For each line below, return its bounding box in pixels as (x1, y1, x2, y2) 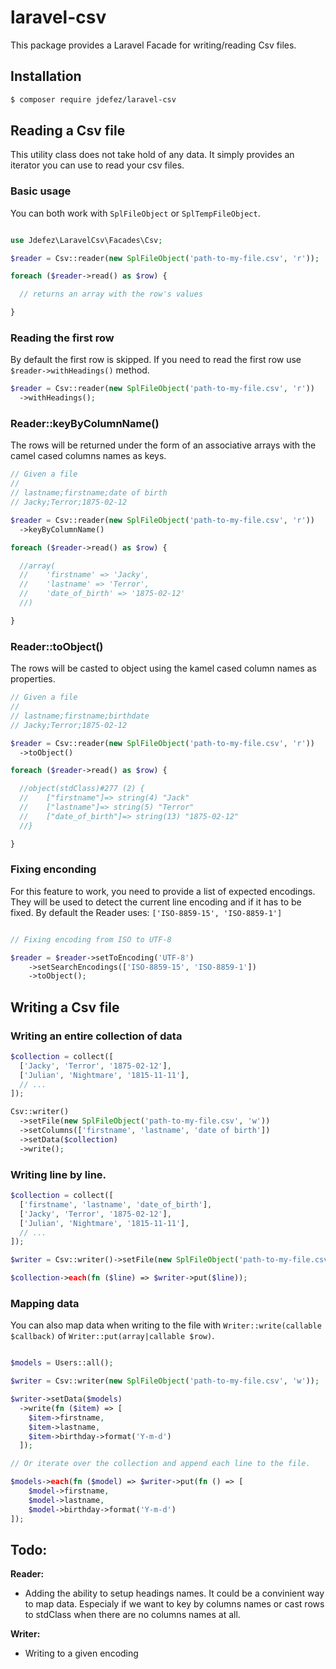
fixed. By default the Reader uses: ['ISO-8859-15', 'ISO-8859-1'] (10, 906, 283, 918)
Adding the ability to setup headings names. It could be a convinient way (24, 1587, 325, 1600)
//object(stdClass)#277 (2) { (19, 784, 145, 794)
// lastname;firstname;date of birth (10, 488, 168, 498)
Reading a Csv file (10, 122, 126, 140)
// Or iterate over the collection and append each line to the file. (10, 1459, 311, 1469)
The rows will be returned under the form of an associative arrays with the (10, 439, 317, 451)
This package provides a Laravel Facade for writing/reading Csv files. (10, 39, 297, 51)
